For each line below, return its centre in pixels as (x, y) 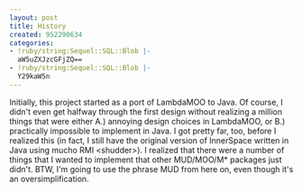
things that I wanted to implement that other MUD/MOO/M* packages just (146, 160)
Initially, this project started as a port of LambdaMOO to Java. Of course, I (146, 102)
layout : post (34, 18)
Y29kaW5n (34, 77)
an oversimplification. (49, 179)
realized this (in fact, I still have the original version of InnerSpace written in (149, 140)
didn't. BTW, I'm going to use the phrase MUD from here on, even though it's (151, 169)
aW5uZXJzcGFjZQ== (50, 60)
